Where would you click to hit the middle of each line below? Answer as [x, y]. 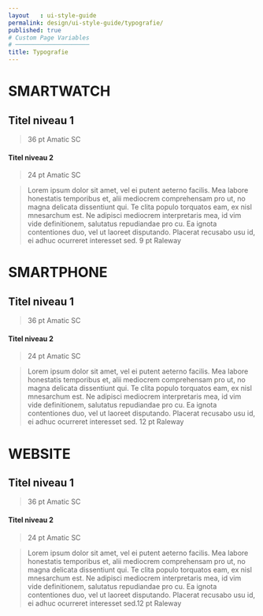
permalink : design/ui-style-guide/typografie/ [86, 23]
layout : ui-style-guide [52, 15]
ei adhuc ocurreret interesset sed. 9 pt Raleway [104, 241]
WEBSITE [39, 454]
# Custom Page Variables [49, 38]
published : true [35, 30]
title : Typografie [38, 52]
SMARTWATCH [59, 91]
